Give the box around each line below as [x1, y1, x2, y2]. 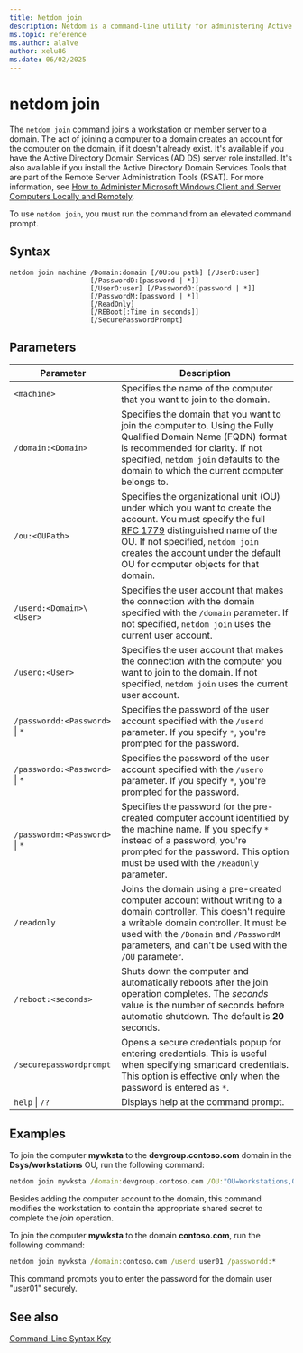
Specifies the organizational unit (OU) [121, 490, 281, 502]
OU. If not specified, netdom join [121, 535, 260, 548]
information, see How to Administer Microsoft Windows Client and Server [9, 181, 281, 192]
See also [9, 1309, 59, 1324]
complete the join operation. [9, 1212, 115, 1223]
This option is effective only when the [121, 1070, 280, 1082]
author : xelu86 [9, 47, 67, 56]
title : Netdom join [9, 13, 83, 23]
